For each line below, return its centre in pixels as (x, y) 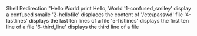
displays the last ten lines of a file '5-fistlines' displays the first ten (109, 21)
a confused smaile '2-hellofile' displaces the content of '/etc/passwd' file (95, 15)
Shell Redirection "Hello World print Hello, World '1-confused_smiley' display (98, 8)
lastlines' (17, 21)
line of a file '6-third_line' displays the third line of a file (73, 27)
